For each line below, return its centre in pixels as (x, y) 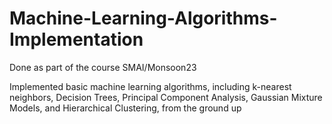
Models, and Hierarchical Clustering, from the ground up (125, 108)
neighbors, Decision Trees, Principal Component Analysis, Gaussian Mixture (166, 97)
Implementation (76, 39)
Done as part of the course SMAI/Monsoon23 (103, 67)
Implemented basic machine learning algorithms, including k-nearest (150, 86)
